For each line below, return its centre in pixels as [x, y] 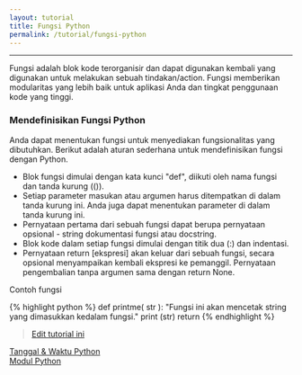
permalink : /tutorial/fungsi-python [78, 34]
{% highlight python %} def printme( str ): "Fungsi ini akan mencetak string [148, 307]
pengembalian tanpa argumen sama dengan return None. [129, 272]
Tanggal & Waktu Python [55, 351]
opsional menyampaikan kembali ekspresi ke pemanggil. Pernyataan [149, 263]
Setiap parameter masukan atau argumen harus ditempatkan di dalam [151, 195]
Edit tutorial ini [58, 334]
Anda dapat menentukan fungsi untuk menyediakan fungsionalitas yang [142, 139]
